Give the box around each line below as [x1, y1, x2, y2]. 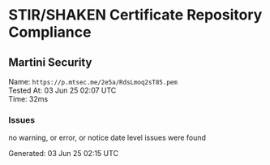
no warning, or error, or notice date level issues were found [8, 132, 207, 143]
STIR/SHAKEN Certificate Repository [8, 6, 263, 24]
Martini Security [8, 55, 92, 69]
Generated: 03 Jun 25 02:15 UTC [8, 149, 119, 158]
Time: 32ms [8, 94, 49, 103]
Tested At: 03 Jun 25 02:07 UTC [8, 85, 117, 95]
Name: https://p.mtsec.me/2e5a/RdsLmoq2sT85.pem [8, 77, 178, 86]
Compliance [8, 23, 92, 41]
